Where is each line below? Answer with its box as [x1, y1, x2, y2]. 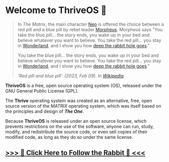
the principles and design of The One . [5, 108, 84, 114]
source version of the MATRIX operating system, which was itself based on [5, 103, 161, 109]
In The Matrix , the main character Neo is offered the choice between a [17, 21, 164, 27]
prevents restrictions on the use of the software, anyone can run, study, [5, 123, 154, 129]
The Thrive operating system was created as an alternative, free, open [5, 98, 152, 104]
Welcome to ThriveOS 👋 [5, 5, 107, 16]
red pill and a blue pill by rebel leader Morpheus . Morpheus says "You [17, 26, 163, 32]
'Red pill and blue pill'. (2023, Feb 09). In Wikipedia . [17, 72, 125, 78]
